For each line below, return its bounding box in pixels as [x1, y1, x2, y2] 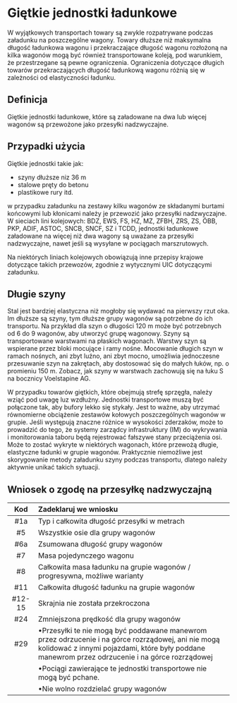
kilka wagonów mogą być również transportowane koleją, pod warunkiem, [7, 51, 223, 59]
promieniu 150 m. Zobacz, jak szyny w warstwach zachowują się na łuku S [7, 367, 224, 375]
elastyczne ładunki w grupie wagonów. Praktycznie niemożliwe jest [7, 448, 203, 457]
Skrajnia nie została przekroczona [37, 599, 150, 608]
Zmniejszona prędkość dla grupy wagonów [37, 614, 181, 624]
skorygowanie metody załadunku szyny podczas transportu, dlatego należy [7, 455, 227, 464]
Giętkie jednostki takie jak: [7, 159, 84, 167]
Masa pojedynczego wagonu [37, 551, 134, 560]
